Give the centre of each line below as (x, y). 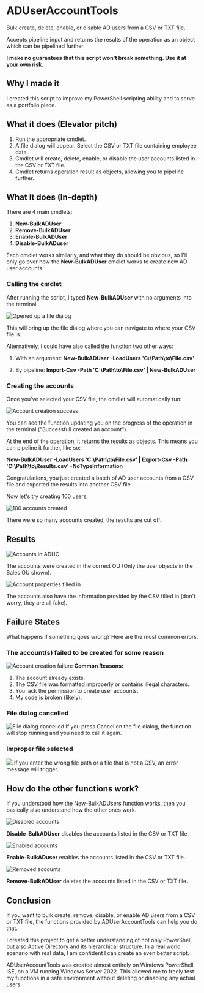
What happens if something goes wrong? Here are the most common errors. (102, 636)
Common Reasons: (99, 666)
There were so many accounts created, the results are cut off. (84, 520)
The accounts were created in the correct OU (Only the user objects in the (100, 566)
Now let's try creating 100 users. (47, 496)
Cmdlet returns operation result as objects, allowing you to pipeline (100, 172)
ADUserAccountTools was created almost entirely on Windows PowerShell (100, 965)
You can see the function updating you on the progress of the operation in (100, 423)
